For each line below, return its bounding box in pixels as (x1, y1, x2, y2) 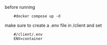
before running (4, 4, 35, 10)
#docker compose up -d (13, 14, 61, 19)
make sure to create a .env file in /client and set (4, 22, 102, 28)
